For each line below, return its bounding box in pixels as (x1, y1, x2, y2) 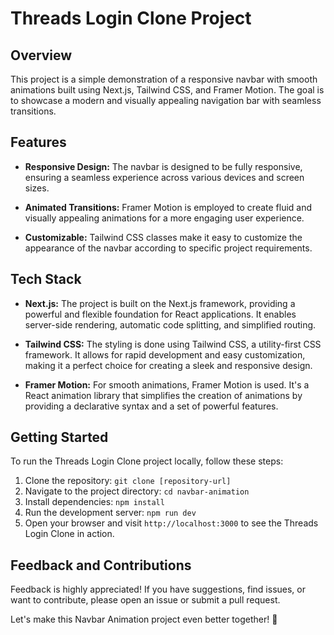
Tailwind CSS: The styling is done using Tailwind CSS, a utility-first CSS (24, 338, 322, 350)
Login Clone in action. (24, 528, 115, 540)
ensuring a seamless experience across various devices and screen (24, 171, 305, 183)
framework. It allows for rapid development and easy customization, (24, 348, 306, 361)
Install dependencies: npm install (24, 496, 165, 508)
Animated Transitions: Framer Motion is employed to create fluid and (24, 201, 313, 213)
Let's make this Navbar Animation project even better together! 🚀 (10, 613, 278, 626)
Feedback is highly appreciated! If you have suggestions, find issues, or (10, 583, 307, 596)
